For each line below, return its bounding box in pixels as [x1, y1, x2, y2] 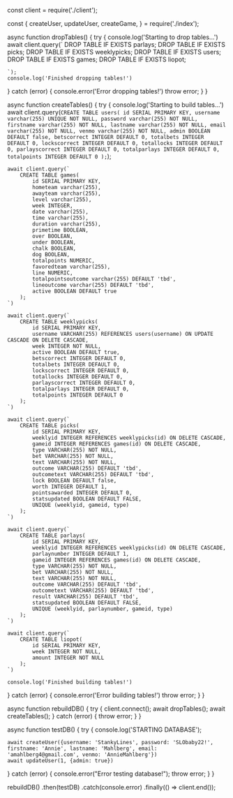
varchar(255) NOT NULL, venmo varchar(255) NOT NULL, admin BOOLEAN [7, 128, 211, 135]
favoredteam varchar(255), [32, 263, 111, 270]
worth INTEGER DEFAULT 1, [32, 483, 108, 490]
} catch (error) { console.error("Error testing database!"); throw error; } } [7, 769, 215, 778]
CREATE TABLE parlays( [20, 532, 86, 539]
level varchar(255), [32, 196, 92, 203]
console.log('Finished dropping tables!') [7, 75, 133, 82]
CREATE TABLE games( [20, 172, 80, 179]
